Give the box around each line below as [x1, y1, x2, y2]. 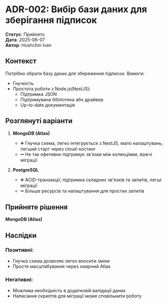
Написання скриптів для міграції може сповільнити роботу [12, 293, 142, 299]
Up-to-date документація [20, 102, 75, 108]
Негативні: [5, 276, 33, 283]
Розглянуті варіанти [5, 117, 73, 125]
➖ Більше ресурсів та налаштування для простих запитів [20, 187, 144, 194]
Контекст [5, 57, 37, 66]
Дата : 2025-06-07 [5, 37, 45, 43]
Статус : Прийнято [5, 31, 45, 37]
